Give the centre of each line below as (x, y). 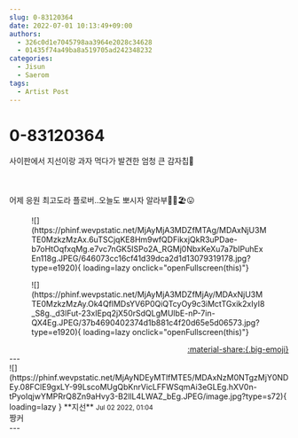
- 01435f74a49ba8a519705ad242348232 (85, 51)
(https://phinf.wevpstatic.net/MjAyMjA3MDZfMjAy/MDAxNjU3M (147, 294)
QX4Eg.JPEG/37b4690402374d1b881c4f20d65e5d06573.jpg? (145, 323)
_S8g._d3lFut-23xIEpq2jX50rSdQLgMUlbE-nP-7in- (123, 313)
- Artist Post (43, 91)
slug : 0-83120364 (41, 17)
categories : (31, 59)
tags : (19, 83)
